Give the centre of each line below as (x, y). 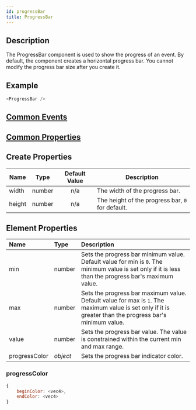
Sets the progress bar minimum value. (133, 254)
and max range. (102, 347)
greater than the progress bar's (124, 315)
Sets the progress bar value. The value (134, 332)
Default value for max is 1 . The (123, 301)
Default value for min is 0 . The (122, 262)
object (63, 356)
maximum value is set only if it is (125, 308)
